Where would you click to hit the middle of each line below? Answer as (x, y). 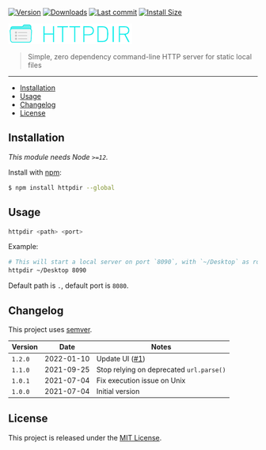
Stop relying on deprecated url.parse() (161, 369)
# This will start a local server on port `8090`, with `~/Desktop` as (129, 262)
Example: (23, 247)
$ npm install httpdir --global (61, 187)
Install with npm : (35, 172)
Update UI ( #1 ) (121, 358)
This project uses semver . (50, 329)
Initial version (118, 391)
